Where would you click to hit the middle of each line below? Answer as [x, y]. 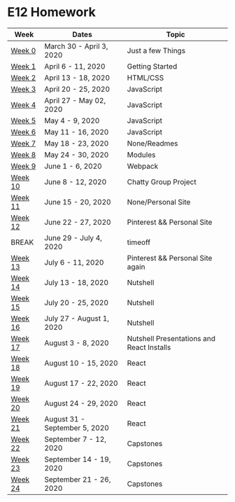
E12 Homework [51, 12]
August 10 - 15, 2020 [81, 363]
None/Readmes [152, 143]
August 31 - [65, 419]
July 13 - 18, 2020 [77, 282]
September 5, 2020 [77, 428]
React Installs [149, 347]
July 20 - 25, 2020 [77, 302]
